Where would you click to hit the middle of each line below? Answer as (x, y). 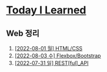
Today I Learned (46, 10)
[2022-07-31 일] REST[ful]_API (51, 63)
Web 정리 (23, 33)
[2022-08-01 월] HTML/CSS (49, 48)
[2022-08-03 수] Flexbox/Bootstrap (58, 56)
